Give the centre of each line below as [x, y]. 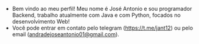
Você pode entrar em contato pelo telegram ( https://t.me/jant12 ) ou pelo [103, 28]
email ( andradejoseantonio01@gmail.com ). [66, 34]
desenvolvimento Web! [41, 21]
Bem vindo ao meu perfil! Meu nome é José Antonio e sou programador [102, 9]
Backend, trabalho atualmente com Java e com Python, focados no [96, 15]
